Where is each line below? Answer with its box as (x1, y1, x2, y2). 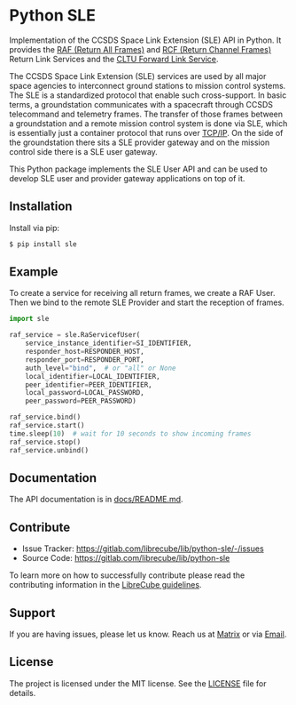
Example (9, 264, 58, 280)
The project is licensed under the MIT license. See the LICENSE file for (9, 677, 267, 689)
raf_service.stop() (9, 437, 82, 446)
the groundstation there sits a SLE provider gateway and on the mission (9, 137, 270, 148)
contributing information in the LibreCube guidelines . (9, 580, 202, 590)
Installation (9, 199, 73, 214)
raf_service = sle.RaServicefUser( (9, 331, 141, 340)
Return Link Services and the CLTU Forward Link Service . (9, 53, 219, 64)
